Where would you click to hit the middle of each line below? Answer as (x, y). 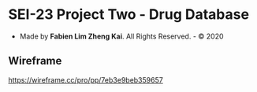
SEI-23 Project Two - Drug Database (129, 15)
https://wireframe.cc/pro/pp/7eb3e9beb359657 (86, 79)
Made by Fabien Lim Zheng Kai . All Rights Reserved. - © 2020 (121, 36)
